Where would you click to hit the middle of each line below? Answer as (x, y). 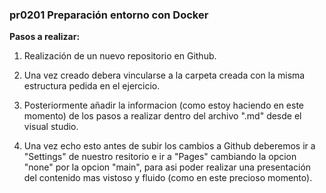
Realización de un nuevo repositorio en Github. (120, 56)
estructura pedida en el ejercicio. (92, 86)
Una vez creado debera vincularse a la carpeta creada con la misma (164, 75)
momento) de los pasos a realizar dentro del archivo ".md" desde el (162, 116)
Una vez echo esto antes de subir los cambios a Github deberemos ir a (169, 146)
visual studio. (51, 127)
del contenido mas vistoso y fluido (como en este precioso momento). (168, 178)
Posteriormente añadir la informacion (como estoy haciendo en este (164, 105)
